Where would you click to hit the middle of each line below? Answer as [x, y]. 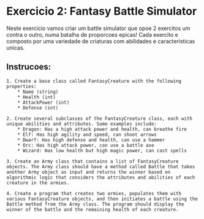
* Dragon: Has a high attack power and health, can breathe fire [102, 129]
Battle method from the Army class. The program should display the [95, 204]
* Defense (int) [38, 108]
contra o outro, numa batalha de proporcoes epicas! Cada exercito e [92, 34]
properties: [21, 86]
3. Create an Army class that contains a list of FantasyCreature [93, 161]
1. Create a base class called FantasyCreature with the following [94, 81]
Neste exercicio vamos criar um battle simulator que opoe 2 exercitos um [98, 28]
